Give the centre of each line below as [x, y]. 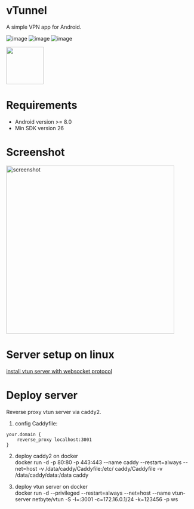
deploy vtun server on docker [51, 486]
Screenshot [36, 152]
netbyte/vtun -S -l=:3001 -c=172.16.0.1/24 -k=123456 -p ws [105, 499]
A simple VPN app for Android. [44, 27]
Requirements [42, 105]
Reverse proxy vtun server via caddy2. [54, 412]
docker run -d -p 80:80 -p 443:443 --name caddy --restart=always [98, 462]
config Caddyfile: [36, 423]
